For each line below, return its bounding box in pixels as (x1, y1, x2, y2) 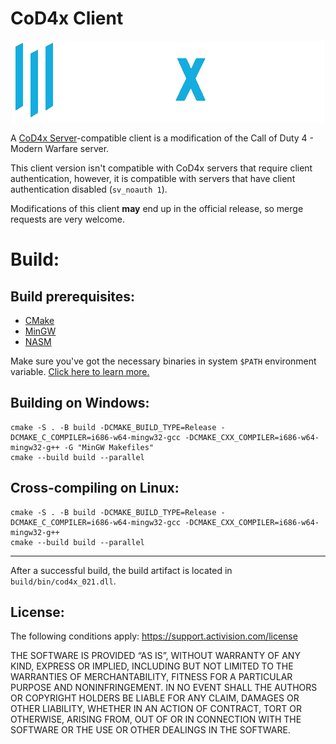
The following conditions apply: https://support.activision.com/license (10, 630, 298, 642)
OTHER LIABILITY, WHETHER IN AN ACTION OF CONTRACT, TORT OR (10, 703, 302, 715)
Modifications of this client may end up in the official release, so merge (10, 202, 304, 214)
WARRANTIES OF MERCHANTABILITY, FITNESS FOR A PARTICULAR (10, 671, 293, 683)
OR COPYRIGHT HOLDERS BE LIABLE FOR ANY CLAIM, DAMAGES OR (10, 692, 300, 704)
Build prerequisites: (10, 288, 136, 305)
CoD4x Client (10, 7, 124, 30)
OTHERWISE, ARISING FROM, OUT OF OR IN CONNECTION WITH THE (10, 713, 302, 726)
